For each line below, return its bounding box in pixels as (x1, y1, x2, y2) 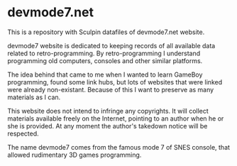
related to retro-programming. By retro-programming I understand (7, 49, 201, 57)
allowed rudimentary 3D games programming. (7, 150, 142, 159)
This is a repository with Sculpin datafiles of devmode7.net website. (7, 28, 205, 36)
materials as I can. (7, 93, 61, 101)
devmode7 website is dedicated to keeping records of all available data (7, 41, 216, 50)
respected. (7, 129, 39, 138)
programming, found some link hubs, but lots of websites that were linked (7, 77, 222, 86)
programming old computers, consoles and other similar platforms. (7, 56, 203, 65)
